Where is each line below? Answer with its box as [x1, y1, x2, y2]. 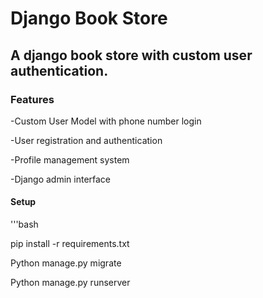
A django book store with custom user [10, 47, 253, 64]
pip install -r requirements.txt [10, 238, 130, 250]
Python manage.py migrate [10, 257, 122, 269]
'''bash [10, 218, 39, 231]
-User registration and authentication [10, 134, 163, 146]
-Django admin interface [10, 173, 112, 185]
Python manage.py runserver [10, 277, 131, 289]
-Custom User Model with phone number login [10, 115, 202, 127]
